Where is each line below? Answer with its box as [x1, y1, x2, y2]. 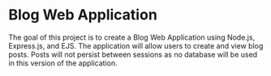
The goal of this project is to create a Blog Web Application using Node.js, [8, 32, 256, 42]
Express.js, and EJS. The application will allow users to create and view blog [8, 40, 264, 50]
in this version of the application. [8, 58, 118, 68]
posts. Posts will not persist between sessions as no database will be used [8, 49, 258, 59]
